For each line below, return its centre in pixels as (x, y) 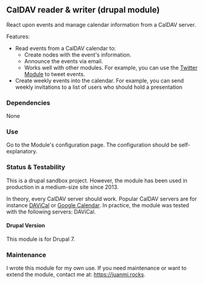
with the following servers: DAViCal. (51, 212)
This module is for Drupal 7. (40, 239)
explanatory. (22, 151)
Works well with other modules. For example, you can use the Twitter (111, 68)
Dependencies (28, 103)
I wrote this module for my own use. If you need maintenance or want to (97, 268)
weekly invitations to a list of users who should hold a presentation (99, 87)
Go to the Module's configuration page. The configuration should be (92, 145)
